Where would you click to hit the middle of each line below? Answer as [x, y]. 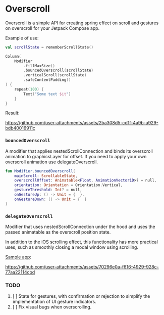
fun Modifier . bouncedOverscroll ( [40, 171]
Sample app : [18, 257]
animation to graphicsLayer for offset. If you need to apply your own [76, 156]
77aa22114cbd [20, 272]
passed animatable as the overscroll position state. [58, 232]
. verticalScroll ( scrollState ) [55, 75]
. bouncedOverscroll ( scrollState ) [59, 71]
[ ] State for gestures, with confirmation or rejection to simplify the [81, 296]
